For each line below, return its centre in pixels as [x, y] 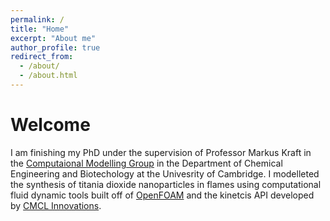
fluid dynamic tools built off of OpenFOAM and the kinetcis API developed [162, 195]
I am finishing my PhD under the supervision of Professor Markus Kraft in [161, 152]
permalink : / [37, 19]
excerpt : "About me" [53, 38]
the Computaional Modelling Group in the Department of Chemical [146, 163]
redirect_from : [42, 57]
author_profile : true [55, 47]
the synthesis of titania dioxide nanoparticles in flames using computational [166, 184]
